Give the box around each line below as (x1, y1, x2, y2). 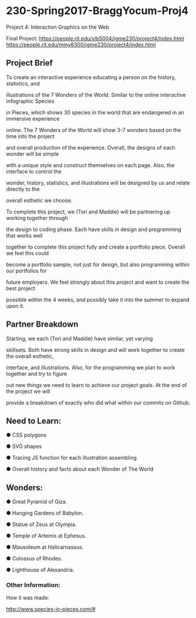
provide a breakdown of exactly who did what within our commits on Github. (6, 399, 191, 406)
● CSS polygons (6, 432, 47, 439)
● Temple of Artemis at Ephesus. (6, 532, 87, 539)
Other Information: (6, 581, 60, 589)
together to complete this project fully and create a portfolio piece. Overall (6, 243, 185, 250)
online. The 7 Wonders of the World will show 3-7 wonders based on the (6, 126, 181, 133)
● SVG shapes (6, 443, 42, 450)
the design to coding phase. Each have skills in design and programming (6, 226, 182, 233)
